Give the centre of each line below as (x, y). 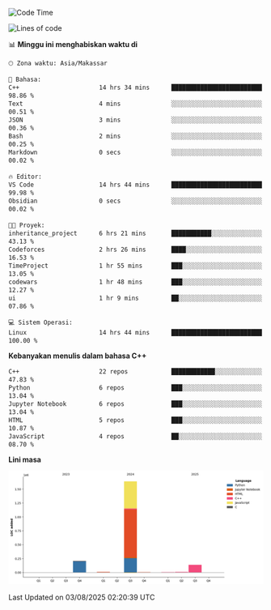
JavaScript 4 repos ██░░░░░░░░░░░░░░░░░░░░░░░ (135, 437)
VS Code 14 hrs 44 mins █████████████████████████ (135, 185)
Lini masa (25, 459)
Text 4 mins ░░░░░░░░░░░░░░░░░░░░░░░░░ (135, 104)
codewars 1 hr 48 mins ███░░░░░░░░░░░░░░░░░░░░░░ (135, 282)
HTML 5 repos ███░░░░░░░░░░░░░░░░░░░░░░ (135, 420)
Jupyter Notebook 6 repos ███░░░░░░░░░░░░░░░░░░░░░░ (135, 404)
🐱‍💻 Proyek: (27, 225)
